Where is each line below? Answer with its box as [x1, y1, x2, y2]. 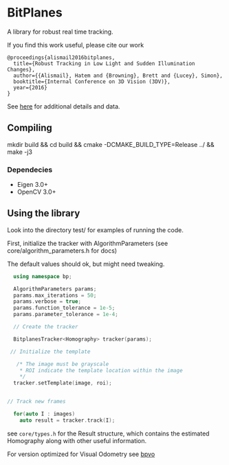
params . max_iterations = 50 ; [13, 292, 97, 299]
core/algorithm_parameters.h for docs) [7, 246, 118, 255]
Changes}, [7, 66, 36, 73]
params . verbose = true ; [13, 298, 81, 305]
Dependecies [7, 165, 53, 174]
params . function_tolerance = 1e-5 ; [13, 304, 116, 312]
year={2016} [13, 84, 48, 91]
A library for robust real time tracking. [7, 27, 113, 36]
